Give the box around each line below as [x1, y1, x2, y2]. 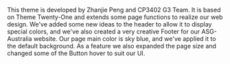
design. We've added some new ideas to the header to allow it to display [7, 20, 212, 28]
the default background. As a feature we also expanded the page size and [7, 42, 216, 50]
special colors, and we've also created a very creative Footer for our [7, 27, 200, 35]
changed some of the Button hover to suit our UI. [7, 49, 146, 57]
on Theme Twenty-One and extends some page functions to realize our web [7, 13, 223, 21]
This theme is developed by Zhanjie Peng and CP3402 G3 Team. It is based [7, 6, 221, 14]
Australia [7, 35, 32, 43]
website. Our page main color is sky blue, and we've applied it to [33, 35, 216, 43]
